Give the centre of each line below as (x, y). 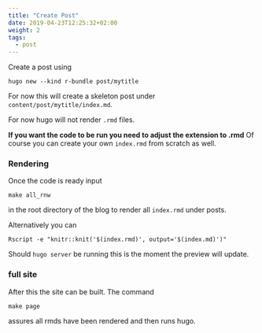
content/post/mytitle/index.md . (60, 105)
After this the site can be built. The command (81, 291)
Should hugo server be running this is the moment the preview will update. (129, 254)
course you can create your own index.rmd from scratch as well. (112, 143)
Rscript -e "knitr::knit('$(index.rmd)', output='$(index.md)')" (117, 240)
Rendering (29, 164)
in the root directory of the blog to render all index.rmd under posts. (117, 210)
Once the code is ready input (55, 181)
